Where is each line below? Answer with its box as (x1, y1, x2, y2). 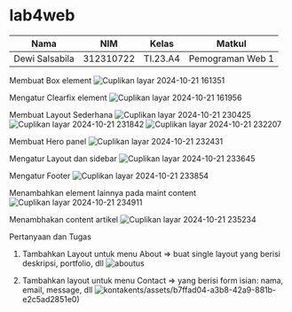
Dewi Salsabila (13, 52, 75, 65)
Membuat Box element (9, 74, 92, 85)
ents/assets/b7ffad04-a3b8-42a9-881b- (128, 285, 277, 295)
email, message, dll (21, 285, 93, 295)
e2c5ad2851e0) (21, 293, 80, 304)
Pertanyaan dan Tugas (9, 231, 91, 242)
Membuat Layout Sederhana (9, 109, 114, 120)
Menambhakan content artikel (9, 214, 118, 224)
